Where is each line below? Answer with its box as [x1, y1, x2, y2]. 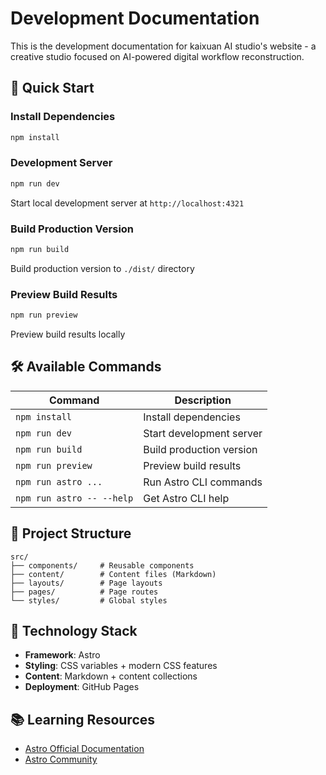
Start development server [143, 426, 263, 440]
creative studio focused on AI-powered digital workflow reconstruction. [10, 50, 305, 62]
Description [174, 393, 232, 407]
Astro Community [24, 753, 98, 766]
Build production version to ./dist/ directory [10, 262, 195, 274]
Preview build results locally [10, 328, 126, 341]
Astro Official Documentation [24, 743, 145, 755]
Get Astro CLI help [143, 491, 230, 505]
